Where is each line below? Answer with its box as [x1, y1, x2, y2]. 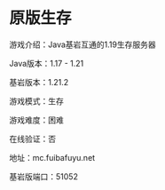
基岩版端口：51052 [9, 170, 78, 182]
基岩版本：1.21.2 [9, 76, 69, 87]
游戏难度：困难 [9, 115, 64, 125]
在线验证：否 [9, 133, 56, 144]
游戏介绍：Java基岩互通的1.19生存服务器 [9, 39, 157, 50]
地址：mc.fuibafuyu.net [9, 152, 96, 162]
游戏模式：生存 [9, 95, 64, 107]
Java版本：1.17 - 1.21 [9, 58, 84, 68]
